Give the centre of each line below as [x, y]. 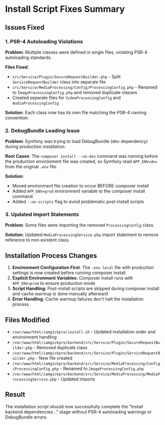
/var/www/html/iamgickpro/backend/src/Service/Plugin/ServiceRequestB [86, 353]
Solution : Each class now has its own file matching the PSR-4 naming [76, 112]
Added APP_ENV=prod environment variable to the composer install [79, 191]
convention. [17, 118]
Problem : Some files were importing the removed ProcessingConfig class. [80, 225]
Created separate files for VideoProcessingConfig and [66, 97]
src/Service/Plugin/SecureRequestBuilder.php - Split [66, 76]
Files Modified [28, 320]
